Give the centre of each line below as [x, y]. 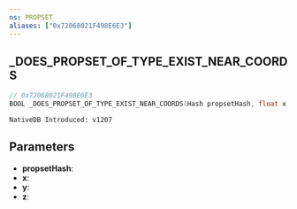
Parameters [42, 147]
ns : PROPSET [31, 17]
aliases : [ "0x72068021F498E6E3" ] [71, 26]
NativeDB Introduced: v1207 [61, 120]
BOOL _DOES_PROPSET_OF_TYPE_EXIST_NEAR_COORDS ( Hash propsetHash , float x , [150, 104]
